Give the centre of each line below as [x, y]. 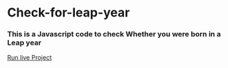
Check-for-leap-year [69, 13]
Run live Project [29, 58]
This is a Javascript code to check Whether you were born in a [114, 34]
